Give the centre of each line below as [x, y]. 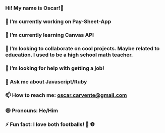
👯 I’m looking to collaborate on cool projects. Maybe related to [82, 48]
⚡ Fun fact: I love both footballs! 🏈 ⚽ [50, 124]
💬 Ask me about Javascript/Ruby [46, 81]
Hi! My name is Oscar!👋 [35, 8]
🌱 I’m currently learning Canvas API [50, 35]
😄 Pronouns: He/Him [32, 111]
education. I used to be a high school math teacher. [69, 55]
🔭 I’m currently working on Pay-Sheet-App [58, 21]
